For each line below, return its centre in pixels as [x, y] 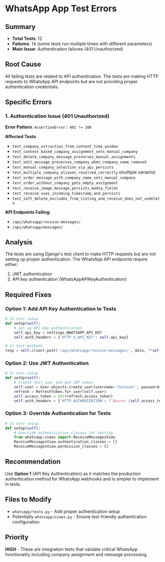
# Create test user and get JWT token [54, 383]
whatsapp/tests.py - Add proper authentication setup [66, 511]
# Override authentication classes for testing [63, 433]
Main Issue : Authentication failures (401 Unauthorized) [68, 49]
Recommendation [33, 462]
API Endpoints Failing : [28, 212]
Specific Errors [28, 102]
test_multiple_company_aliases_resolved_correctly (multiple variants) [84, 172]
